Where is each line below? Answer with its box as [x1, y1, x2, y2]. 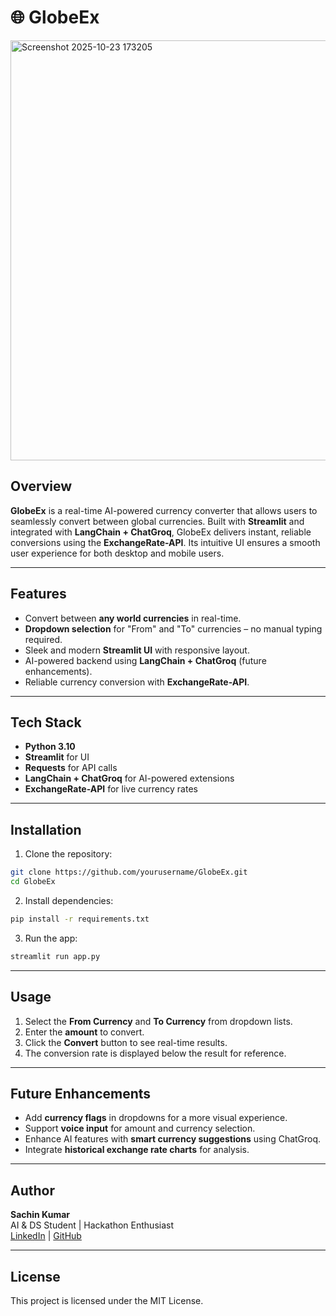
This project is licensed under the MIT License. [10, 1294, 204, 1306]
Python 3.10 [24, 741, 76, 753]
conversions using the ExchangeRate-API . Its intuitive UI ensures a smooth [10, 536, 321, 548]
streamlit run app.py [10, 951, 101, 961]
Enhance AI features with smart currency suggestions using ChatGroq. [24, 1133, 322, 1145]
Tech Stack [10, 714, 82, 731]
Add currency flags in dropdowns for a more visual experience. [24, 1112, 288, 1124]
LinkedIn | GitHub [10, 1230, 82, 1242]
